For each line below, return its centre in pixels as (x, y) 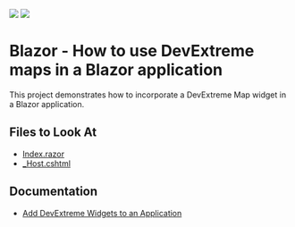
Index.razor (43, 154)
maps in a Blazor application (116, 70)
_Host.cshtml (46, 163)
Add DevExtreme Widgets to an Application (102, 213)
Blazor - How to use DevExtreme (132, 51)
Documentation (54, 192)
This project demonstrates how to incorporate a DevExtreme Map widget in (148, 95)
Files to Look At (53, 133)
